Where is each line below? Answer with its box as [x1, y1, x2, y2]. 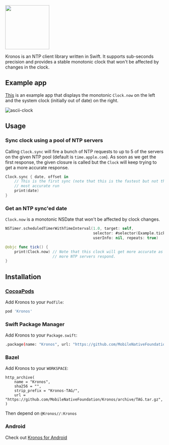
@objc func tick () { [5, 244, 49, 249]
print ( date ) [14, 188, 39, 194]
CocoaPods [5, 287, 34, 294]
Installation [5, 272, 41, 281]
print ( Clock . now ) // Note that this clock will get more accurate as [14, 249, 163, 254]
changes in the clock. [5, 64, 50, 70]
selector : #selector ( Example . [93, 231, 156, 236]
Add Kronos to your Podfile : [5, 299, 64, 305]
